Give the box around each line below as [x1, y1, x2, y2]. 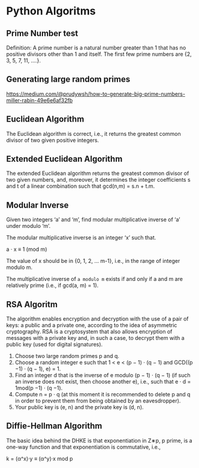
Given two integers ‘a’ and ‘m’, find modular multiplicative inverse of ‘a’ [6, 216, 180, 223]
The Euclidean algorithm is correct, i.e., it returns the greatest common [6, 130, 181, 137]
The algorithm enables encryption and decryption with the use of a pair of [6, 315, 189, 322]
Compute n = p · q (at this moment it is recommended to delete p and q [14, 391, 191, 398]
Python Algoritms [6, 4, 96, 18]
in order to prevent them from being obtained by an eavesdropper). [14, 397, 181, 404]
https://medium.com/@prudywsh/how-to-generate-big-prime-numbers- [6, 90, 186, 97]
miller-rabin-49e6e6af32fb [6, 96, 73, 103]
